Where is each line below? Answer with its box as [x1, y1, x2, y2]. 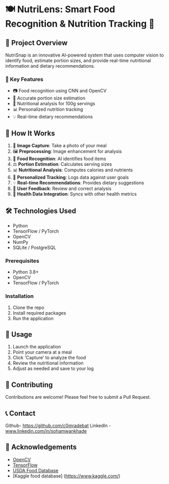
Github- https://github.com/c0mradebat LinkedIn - [5, 422, 111, 429]
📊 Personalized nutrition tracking [12, 106, 83, 112]
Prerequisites [5, 257, 39, 264]
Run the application [12, 315, 54, 321]
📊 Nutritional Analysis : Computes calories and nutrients [12, 167, 133, 173]
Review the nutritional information [12, 360, 84, 366]
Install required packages [12, 309, 66, 316]
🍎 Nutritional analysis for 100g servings [12, 101, 95, 107]
